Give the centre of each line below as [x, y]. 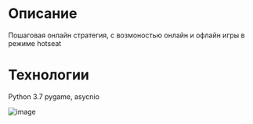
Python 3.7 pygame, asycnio [54, 96]
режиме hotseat [35, 43]
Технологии [49, 75]
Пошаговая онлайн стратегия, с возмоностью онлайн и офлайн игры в [127, 35]
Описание [43, 14]
